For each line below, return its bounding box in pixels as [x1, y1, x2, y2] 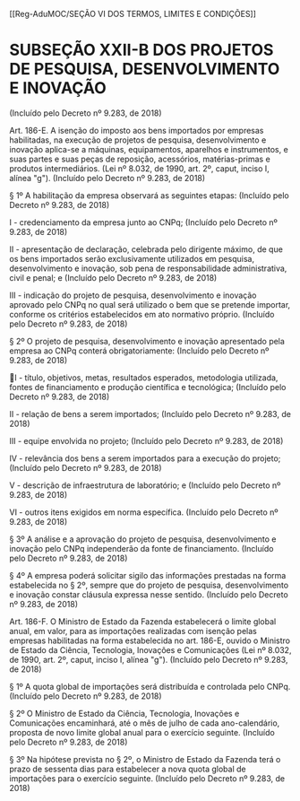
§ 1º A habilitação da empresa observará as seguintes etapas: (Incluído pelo [9, 189, 289, 201]
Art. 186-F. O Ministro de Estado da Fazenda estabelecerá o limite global [9, 615, 277, 627]
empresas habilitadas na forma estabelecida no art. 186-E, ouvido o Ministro [9, 635, 291, 646]
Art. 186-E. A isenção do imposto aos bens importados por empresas [9, 125, 264, 135]
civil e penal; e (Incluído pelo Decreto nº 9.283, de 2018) [9, 272, 218, 283]
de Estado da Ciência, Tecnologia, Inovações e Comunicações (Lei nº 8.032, [9, 644, 292, 655]
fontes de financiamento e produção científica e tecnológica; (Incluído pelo [9, 381, 287, 392]
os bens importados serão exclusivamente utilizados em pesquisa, [9, 253, 255, 264]
